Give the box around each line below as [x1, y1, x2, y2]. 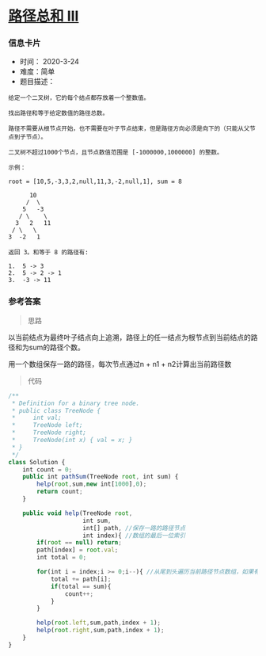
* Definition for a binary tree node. [11, 399, 140, 407]
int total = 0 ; [36, 554, 87, 562]
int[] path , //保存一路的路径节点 [82, 524, 186, 532]
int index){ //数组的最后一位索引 [82, 532, 186, 540]
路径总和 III [8, 7, 79, 25]
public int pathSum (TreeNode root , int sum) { [22, 473, 179, 481]
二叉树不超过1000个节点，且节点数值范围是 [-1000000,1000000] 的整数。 [8, 148, 223, 157]
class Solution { [8, 458, 66, 466]
